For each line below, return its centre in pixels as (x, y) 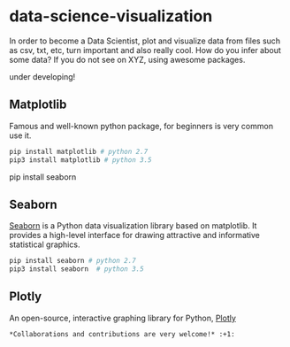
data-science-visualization (111, 16)
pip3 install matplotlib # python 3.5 (80, 160)
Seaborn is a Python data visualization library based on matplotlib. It (133, 226)
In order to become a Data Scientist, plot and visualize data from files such (145, 41)
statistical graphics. (45, 244)
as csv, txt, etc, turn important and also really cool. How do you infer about (145, 50)
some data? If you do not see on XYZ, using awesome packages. (127, 59)
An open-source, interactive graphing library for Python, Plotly (123, 318)
